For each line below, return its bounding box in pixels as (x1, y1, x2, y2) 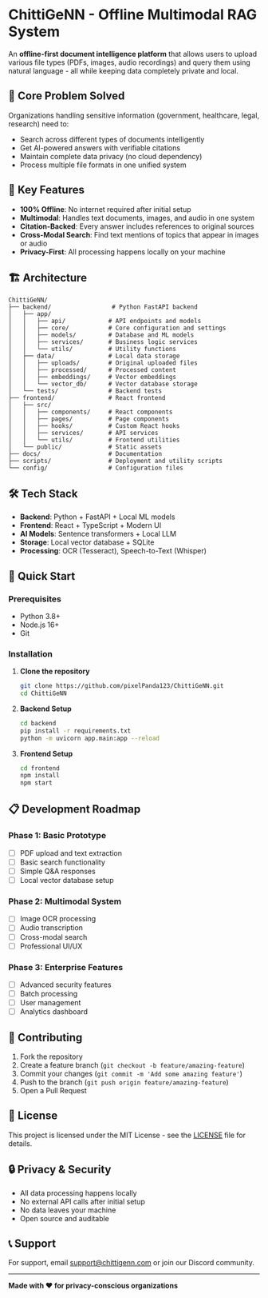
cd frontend (19, 764, 60, 773)
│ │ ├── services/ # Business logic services (8, 338, 198, 346)
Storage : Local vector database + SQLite (19, 537, 155, 547)
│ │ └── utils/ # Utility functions (8, 345, 177, 353)
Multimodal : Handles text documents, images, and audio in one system (19, 213, 255, 222)
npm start (19, 779, 53, 787)
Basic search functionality (19, 857, 106, 867)
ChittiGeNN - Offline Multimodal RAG (8, 6, 258, 24)
